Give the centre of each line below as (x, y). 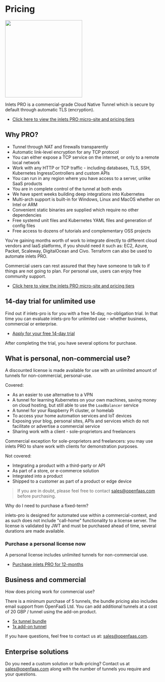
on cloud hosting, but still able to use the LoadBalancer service (75, 405)
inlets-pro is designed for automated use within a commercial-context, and (81, 515)
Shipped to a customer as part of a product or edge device (72, 481)
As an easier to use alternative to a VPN (52, 395)
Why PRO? (22, 135)
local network (26, 162)
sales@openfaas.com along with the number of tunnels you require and (78, 669)
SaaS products (27, 183)
